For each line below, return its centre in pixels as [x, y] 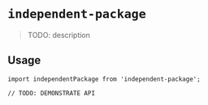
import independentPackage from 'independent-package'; [104, 79]
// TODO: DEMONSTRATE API [51, 93]
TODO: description [59, 35]
